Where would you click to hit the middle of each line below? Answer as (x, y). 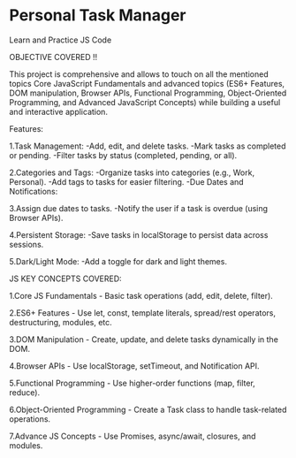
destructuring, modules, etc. (61, 322)
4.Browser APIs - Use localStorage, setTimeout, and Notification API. (134, 366)
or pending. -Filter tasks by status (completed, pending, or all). (123, 155)
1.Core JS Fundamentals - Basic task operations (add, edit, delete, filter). (141, 295)
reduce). (25, 392)
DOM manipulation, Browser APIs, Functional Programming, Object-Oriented (148, 93)
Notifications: (34, 191)
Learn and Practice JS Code (61, 40)
